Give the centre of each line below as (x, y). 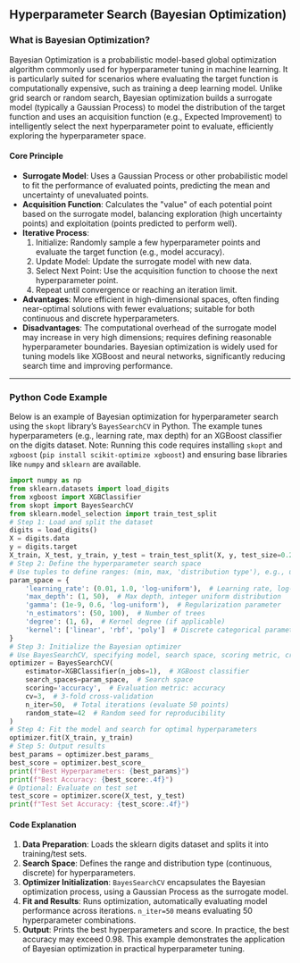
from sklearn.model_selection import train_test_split (113, 514)
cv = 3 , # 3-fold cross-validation (89, 696)
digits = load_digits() (54, 531)
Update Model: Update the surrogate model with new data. (144, 261)
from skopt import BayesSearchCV (71, 505)
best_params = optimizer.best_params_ (81, 755)
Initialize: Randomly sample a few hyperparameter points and (148, 242)
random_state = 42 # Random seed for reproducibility (125, 713)
